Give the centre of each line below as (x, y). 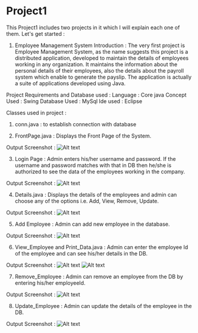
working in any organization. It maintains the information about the (96, 64)
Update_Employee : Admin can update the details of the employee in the (103, 306)
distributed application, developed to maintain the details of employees (102, 58)
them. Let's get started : (36, 33)
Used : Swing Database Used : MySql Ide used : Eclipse (74, 101)
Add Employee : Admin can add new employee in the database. (92, 224)
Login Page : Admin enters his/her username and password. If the (95, 158)
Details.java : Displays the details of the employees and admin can (96, 194)
